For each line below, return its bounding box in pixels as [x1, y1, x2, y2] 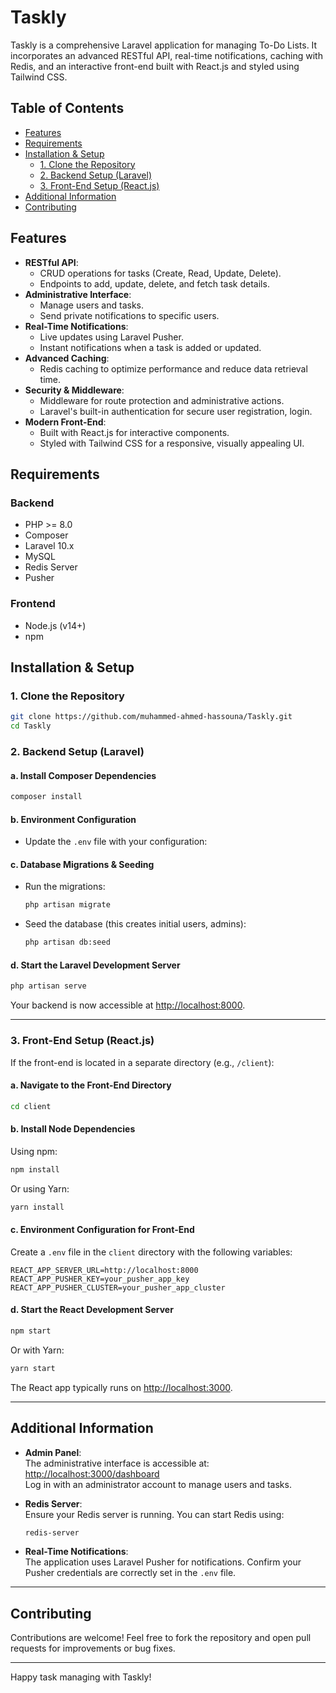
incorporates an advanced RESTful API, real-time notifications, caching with [10, 49, 323, 61]
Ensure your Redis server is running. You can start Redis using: [24, 1508, 285, 1520]
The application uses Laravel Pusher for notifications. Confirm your [24, 1556, 302, 1568]
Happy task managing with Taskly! [10, 1671, 152, 1683]
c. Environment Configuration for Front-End [10, 1224, 195, 1236]
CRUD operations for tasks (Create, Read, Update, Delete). [39, 267, 282, 279]
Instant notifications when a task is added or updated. [39, 341, 262, 353]
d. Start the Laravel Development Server [10, 959, 181, 971]
